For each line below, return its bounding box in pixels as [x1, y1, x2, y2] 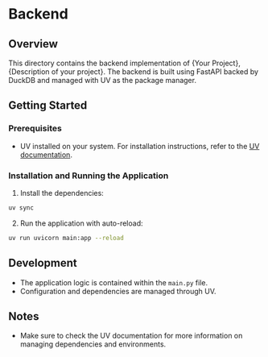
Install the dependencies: [19, 188, 105, 197]
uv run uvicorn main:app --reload [8, 234, 125, 242]
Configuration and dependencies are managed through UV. [19, 286, 216, 296]
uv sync [8, 203, 35, 212]
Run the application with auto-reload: [19, 218, 143, 228]
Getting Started [8, 98, 88, 113]
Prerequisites [8, 122, 62, 134]
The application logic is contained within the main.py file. [19, 277, 208, 287]
